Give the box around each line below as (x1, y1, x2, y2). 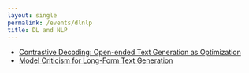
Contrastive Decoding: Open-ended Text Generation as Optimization (18, 48, 242, 57)
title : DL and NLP (7, 26, 68, 34)
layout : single (7, 11, 58, 20)
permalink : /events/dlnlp (7, 19, 92, 27)
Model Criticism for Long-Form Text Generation (18, 56, 173, 65)
